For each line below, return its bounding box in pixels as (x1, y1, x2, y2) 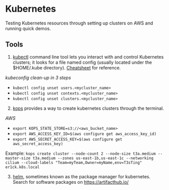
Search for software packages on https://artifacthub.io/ (12, 179, 129, 185)
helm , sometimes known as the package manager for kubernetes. (12, 173, 151, 179)
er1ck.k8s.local (5, 164, 40, 170)
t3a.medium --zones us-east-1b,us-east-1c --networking (32, 155, 154, 161)
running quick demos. (5, 25, 51, 31)
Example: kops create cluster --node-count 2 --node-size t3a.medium (5, 150, 156, 156)
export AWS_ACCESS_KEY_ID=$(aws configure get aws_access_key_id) (12, 131, 157, 136)
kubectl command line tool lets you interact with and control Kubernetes (12, 54, 164, 60)
